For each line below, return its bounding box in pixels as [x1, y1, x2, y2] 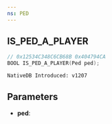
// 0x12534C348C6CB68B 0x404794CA [7, 53, 107, 60]
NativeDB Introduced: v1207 [7, 73, 88, 79]
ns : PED [7, 10, 30, 17]
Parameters [7, 90, 58, 103]
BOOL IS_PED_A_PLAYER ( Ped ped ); [7, 60, 100, 67]
